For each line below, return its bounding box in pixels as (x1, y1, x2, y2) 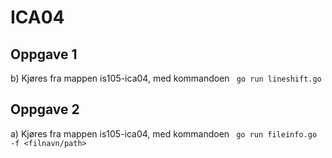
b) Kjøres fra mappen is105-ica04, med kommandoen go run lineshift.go (10, 72, 322, 84)
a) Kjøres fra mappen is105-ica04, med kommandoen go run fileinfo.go (10, 127, 318, 140)
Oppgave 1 (10, 46, 78, 63)
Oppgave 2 (10, 101, 80, 118)
